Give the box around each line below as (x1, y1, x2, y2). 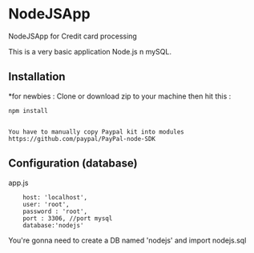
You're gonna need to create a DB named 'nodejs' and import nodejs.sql (8, 235, 247, 245)
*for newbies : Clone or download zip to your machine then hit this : (8, 91, 232, 101)
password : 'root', (22, 207, 88, 215)
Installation (8, 70, 66, 84)
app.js (8, 178, 29, 187)
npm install (8, 106, 48, 114)
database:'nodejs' (22, 221, 84, 229)
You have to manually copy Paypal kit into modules (8, 127, 184, 136)
